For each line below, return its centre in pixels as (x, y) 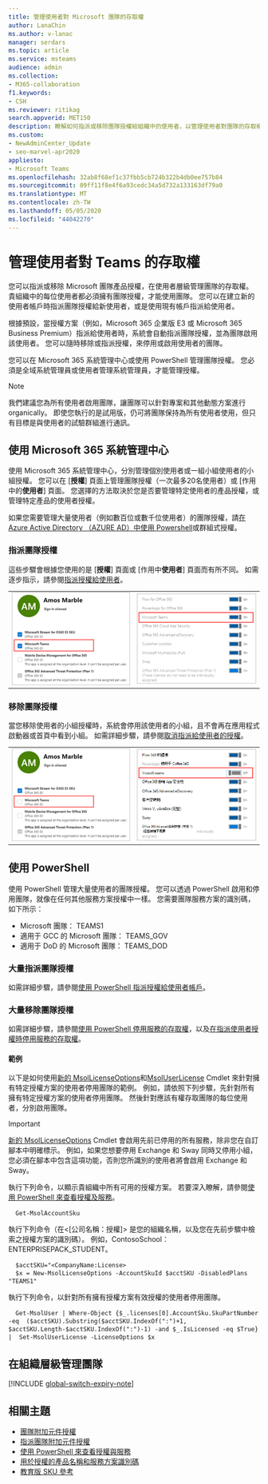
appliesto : (26, 160)
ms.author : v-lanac (41, 34)
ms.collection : (33, 76)
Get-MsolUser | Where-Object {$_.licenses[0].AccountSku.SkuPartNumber (137, 1314)
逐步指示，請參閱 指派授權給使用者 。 (68, 579)
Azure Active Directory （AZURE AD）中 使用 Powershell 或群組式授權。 (125, 528)
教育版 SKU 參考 (47, 1472)
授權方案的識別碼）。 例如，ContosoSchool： (95, 1239)
